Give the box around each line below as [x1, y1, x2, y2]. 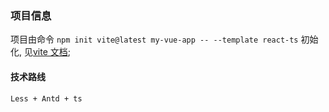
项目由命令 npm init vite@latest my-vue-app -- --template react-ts [10, 33, 299, 46]
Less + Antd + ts [10, 93, 83, 104]
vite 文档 [32, 46, 68, 58]
